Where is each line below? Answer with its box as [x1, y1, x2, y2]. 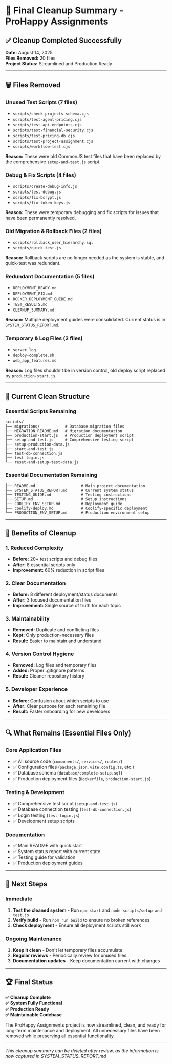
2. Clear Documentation [5, 579, 66, 587]
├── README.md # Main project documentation [5, 483, 145, 488]
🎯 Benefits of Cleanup [5, 529, 76, 538]
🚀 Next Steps [5, 880, 48, 888]
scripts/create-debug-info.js [12, 184, 78, 189]
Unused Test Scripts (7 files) [5, 99, 78, 106]
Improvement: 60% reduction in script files [12, 567, 105, 573]
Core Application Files [5, 747, 61, 754]
